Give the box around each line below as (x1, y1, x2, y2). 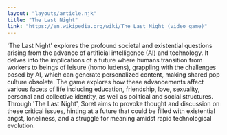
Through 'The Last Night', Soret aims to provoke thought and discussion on (7, 100, 220, 108)
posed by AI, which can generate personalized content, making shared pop (7, 71, 220, 79)
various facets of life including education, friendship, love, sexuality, (7, 85, 200, 93)
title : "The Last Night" (7, 16, 78, 23)
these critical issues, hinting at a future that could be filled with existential (7, 107, 215, 115)
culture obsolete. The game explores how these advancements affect (7, 78, 204, 86)
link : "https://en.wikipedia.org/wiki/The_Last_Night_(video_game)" (7, 23, 208, 29)
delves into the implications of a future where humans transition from (7, 56, 203, 64)
